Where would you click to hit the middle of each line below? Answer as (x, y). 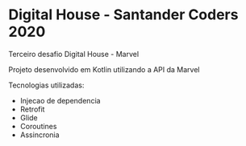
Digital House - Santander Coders (123, 15)
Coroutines (38, 126)
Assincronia (40, 135)
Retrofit (32, 109)
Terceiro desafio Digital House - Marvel (74, 54)
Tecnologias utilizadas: (46, 85)
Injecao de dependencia (60, 100)
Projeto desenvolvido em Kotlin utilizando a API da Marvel (104, 69)
